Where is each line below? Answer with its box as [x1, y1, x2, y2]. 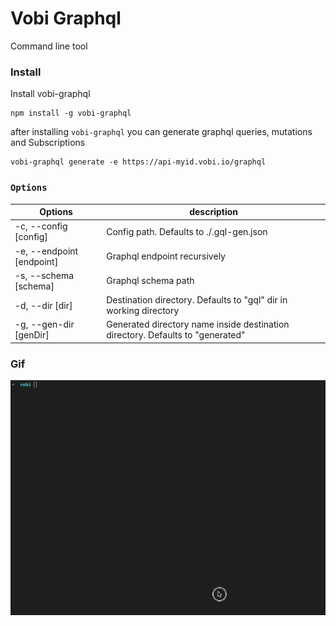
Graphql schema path [106, 275, 195, 287]
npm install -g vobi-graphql [10, 108, 132, 119]
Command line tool [10, 40, 88, 52]
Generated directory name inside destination [106, 318, 290, 331]
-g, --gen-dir [14, 318, 75, 331]
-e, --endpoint [14, 245, 79, 257]
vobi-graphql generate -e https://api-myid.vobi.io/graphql [10, 157, 267, 167]
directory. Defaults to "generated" [106, 329, 246, 341]
